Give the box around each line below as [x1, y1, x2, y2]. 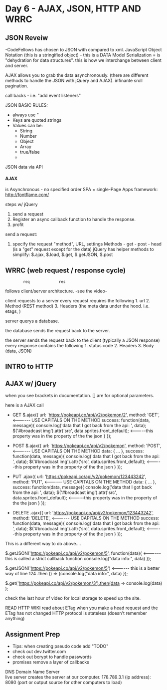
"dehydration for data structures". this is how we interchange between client [5, 57, 162, 63]
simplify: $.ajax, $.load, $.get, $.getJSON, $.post [12, 251, 113, 257]
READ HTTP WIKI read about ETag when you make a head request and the [5, 605, 158, 611]
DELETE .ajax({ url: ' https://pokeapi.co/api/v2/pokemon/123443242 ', [12, 510, 154, 516]
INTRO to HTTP [5, 362, 53, 371]
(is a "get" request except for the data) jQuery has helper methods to [12, 246, 154, 252]
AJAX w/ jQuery [5, 379, 56, 388]
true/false [19, 149, 40, 155]
